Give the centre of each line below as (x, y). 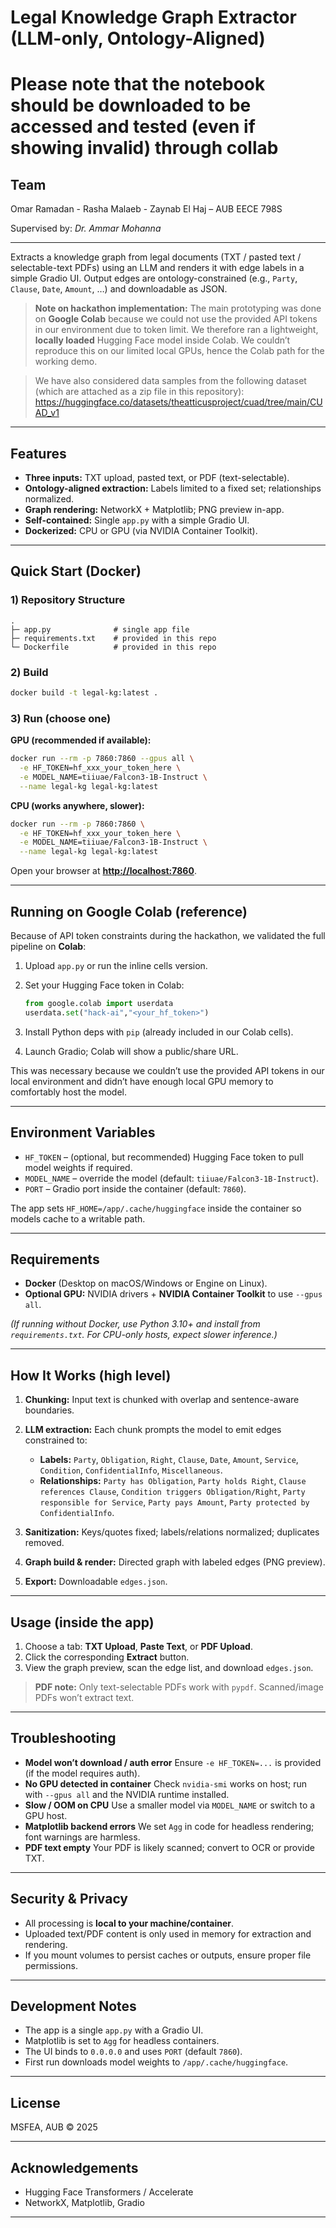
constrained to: (56, 1440)
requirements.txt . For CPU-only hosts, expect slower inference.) (144, 1335)
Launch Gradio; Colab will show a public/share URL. (131, 1051)
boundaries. (49, 1410)
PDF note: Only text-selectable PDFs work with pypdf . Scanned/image (179, 1687)
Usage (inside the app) (82, 1622)
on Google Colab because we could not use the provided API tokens (176, 319)
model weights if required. (78, 1167)
